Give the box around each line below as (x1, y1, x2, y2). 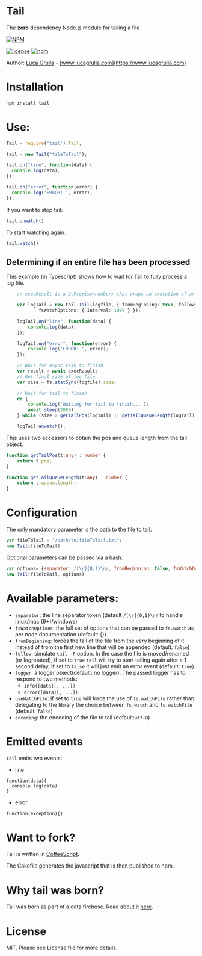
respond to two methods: (14, 675, 78, 683)
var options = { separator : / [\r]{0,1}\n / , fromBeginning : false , (6, 565, 171, 571)
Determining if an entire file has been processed (6, 257, 191, 267)
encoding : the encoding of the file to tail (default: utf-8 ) (14, 713, 150, 721)
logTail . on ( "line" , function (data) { (17, 318, 112, 324)
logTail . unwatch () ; (17, 423, 66, 429)
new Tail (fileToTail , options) (6, 571, 85, 577)
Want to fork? (6, 831, 76, 844)
